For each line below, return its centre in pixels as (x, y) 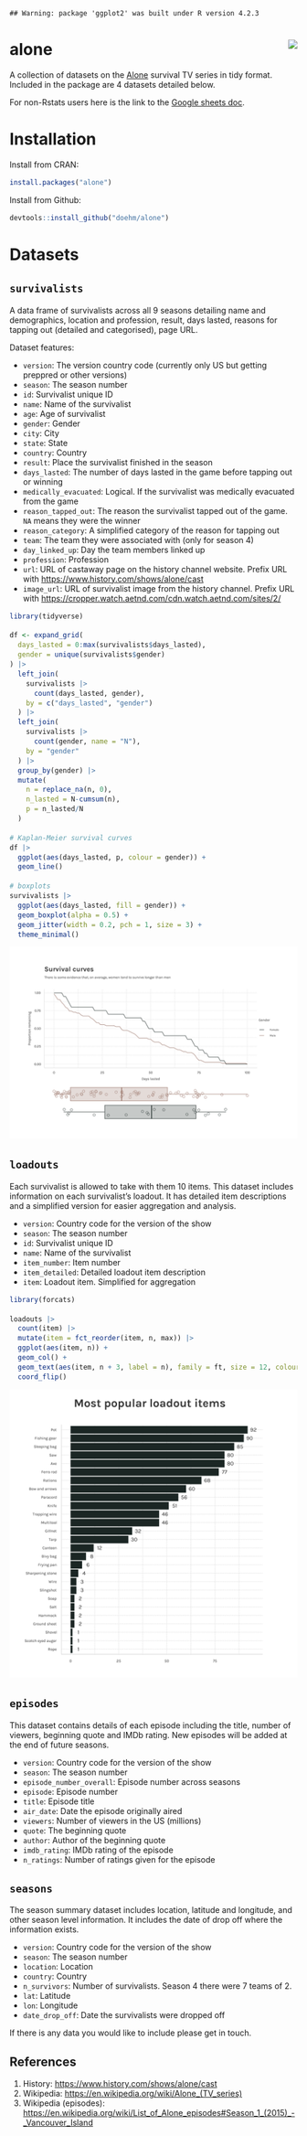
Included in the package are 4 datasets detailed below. (112, 84)
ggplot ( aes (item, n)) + (63, 1348)
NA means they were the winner (81, 520)
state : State (45, 443)
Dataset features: (42, 347)
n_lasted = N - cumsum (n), (73, 799)
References (43, 2061)
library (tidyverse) (47, 616)
